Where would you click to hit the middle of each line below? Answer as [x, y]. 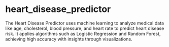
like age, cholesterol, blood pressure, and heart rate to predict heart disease [85, 28]
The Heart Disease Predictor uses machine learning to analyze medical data [84, 23]
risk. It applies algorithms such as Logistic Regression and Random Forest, [83, 33]
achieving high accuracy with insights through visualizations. [69, 39]
